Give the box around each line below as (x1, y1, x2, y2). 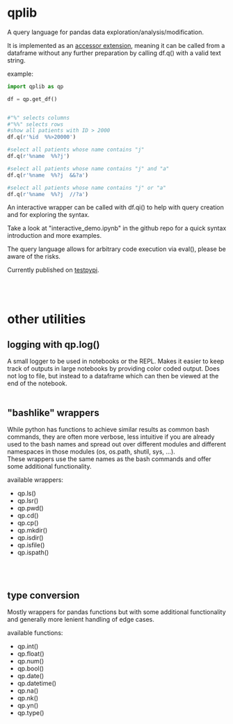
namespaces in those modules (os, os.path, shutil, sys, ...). (7, 447, 175, 456)
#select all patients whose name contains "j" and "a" (7, 165, 170, 172)
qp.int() (17, 642, 39, 651)
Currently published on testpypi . (7, 266, 99, 274)
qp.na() (17, 686, 39, 695)
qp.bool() (17, 664, 44, 673)
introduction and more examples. (7, 232, 102, 240)
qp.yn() (17, 701, 39, 710)
